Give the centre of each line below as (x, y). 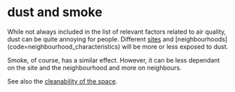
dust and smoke (55, 12)
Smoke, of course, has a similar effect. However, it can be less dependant (114, 60)
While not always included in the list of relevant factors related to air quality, (117, 32)
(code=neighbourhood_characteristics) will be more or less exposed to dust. (118, 46)
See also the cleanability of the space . (62, 81)
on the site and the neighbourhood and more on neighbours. (95, 67)
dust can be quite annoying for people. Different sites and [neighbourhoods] (117, 39)
